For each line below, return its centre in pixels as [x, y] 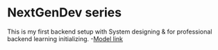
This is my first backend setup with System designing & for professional [110, 32]
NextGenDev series [65, 13]
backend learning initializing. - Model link [65, 38]
